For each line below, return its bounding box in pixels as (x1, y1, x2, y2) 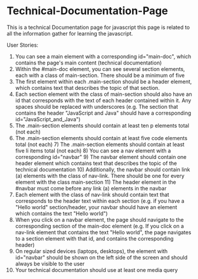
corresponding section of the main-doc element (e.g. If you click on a (15, 222, 184, 229)
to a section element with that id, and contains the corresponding (15, 235, 174, 242)
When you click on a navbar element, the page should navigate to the (15, 216, 184, 223)
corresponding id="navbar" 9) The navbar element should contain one (15, 153, 187, 160)
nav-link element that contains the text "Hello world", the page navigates (15, 229, 192, 236)
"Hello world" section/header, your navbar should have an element (15, 203, 177, 210)
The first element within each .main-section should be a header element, (15, 78, 192, 85)
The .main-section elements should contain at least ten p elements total (15, 122, 189, 129)
